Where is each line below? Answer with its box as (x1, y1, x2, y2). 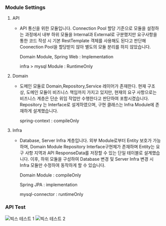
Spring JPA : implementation (19, 182, 78, 188)
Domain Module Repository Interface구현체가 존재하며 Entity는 (30, 144, 155, 150)
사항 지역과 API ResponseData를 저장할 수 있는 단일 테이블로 (25, 150, 143, 156)
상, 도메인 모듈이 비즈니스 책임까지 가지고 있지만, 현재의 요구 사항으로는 (19, 90, 157, 95)
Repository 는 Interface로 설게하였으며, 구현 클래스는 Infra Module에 (19, 102, 155, 108)
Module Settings (5, 4, 46, 11)
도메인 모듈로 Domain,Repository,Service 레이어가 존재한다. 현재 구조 (19, 83, 156, 89)
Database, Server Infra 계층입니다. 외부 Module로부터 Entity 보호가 (19, 137, 152, 143)
